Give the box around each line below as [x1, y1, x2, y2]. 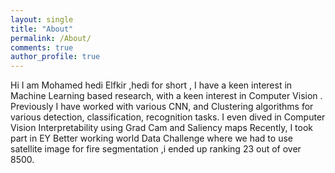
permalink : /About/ [10, 33, 92, 43]
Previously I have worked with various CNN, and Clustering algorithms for [10, 101, 314, 113]
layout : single [10, 14, 74, 25]
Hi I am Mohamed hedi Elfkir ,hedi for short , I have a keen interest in [10, 79, 293, 91]
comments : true [10, 42, 74, 53]
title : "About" [10, 24, 74, 34]
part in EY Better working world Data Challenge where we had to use [10, 132, 293, 145]
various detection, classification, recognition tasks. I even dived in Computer [10, 111, 326, 123]
